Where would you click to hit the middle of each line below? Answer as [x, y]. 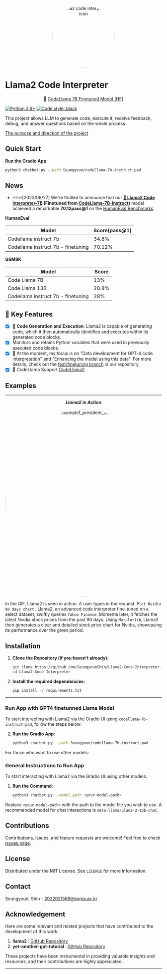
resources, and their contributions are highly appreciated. [64, 962]
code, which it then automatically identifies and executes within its [80, 332]
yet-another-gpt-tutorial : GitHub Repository [59, 947]
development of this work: [32, 932]
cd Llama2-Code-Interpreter [41, 672]
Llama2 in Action [83, 403]
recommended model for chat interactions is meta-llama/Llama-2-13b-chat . [82, 810]
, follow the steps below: [57, 724]
